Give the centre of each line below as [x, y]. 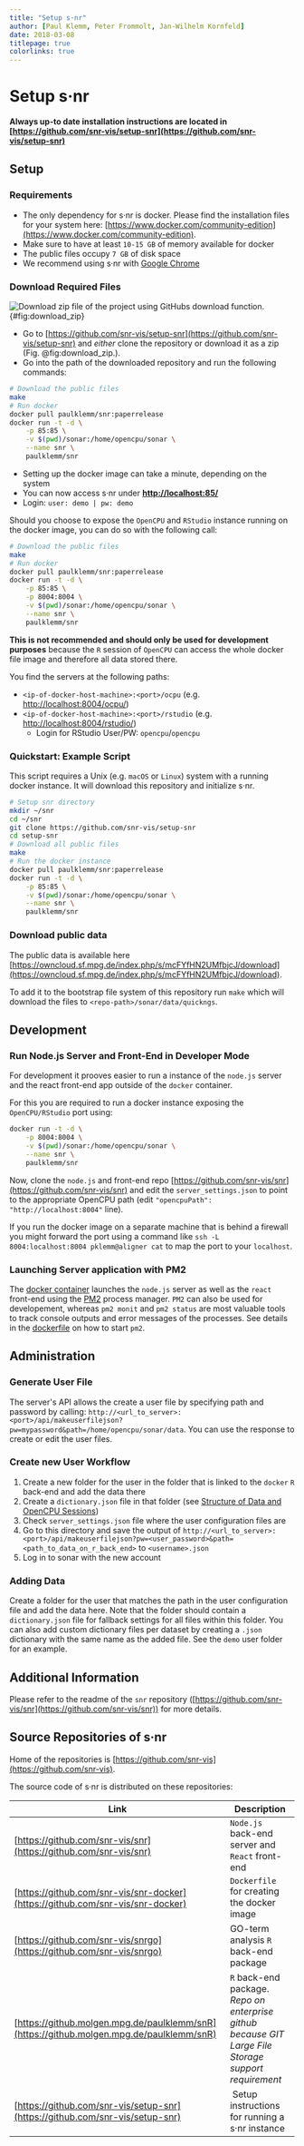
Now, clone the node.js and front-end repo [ [92, 1180]
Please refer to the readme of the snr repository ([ [103, 1699]
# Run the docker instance [60, 862]
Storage [247, 2056]
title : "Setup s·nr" [48, 18]
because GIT [257, 2033]
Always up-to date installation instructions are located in [119, 122]
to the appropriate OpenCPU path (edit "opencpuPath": [111, 1200]
